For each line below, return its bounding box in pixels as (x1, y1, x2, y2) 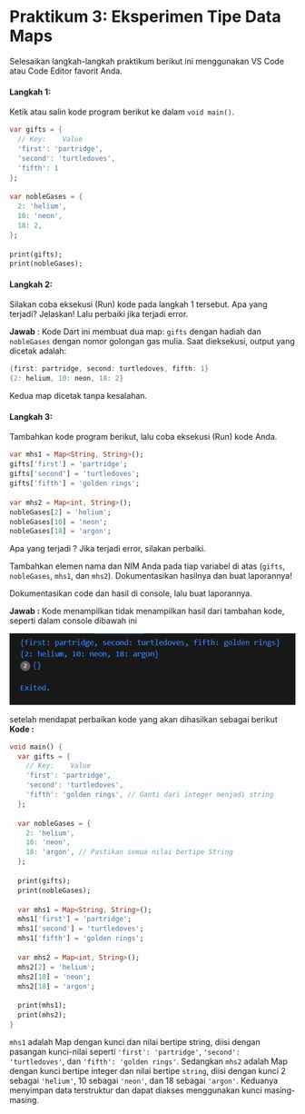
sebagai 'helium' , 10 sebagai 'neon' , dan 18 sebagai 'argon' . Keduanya (9, 1075, 279, 1086)
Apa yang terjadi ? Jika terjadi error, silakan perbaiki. (9, 543, 206, 554)
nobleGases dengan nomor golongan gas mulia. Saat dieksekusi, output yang (9, 336, 295, 347)
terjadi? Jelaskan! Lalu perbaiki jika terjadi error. (9, 309, 189, 320)
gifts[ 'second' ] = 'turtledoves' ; (9, 470, 141, 479)
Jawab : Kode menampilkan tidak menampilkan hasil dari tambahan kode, (9, 606, 285, 617)
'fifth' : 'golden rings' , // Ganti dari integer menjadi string (25, 791, 274, 800)
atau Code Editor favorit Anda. (9, 65, 123, 76)
